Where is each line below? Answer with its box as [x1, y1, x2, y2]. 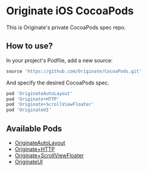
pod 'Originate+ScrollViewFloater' [6, 102, 94, 107]
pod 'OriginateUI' [6, 107, 52, 113]
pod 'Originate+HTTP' [6, 96, 60, 102]
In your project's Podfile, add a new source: [6, 56, 113, 64]
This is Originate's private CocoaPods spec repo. [6, 24, 126, 31]
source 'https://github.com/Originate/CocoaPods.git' [6, 68, 142, 74]
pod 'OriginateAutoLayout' [6, 90, 73, 96]
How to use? [6, 41, 53, 51]
